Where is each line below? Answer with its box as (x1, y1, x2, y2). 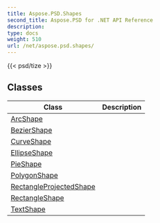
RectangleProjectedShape (10, 181, 96, 191)
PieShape (10, 159, 42, 169)
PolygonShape (10, 170, 59, 180)
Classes (7, 81, 43, 94)
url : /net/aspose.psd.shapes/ (7, 42, 95, 49)
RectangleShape (10, 192, 64, 202)
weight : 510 (7, 36, 42, 43)
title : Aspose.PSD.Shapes (7, 10, 82, 17)
